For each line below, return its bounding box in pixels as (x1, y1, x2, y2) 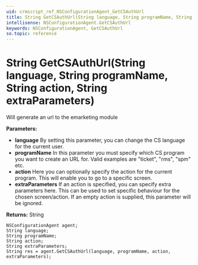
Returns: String (6, 211, 44, 218)
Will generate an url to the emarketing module (6, 114, 118, 121)
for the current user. (14, 143, 64, 150)
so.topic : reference (6, 31, 58, 37)
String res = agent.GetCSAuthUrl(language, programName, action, (6, 248, 171, 255)
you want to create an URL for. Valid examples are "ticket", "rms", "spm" (14, 155, 191, 163)
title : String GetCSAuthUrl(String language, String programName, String (6, 14, 193, 20)
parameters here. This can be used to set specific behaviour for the (14, 187, 180, 194)
